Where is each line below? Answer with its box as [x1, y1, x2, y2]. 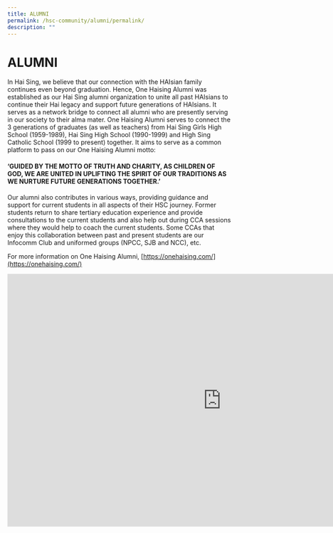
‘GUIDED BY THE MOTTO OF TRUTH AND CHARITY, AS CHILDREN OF [7, 161, 216, 171]
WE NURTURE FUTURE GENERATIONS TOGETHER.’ [7, 177, 161, 185]
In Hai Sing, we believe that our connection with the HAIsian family [7, 77, 203, 86]
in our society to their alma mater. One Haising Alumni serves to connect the [7, 115, 231, 124]
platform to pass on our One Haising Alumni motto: [7, 146, 157, 154]
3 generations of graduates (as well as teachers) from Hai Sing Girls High [7, 123, 222, 131]
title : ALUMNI [7, 10, 50, 18]
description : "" [7, 23, 55, 31]
